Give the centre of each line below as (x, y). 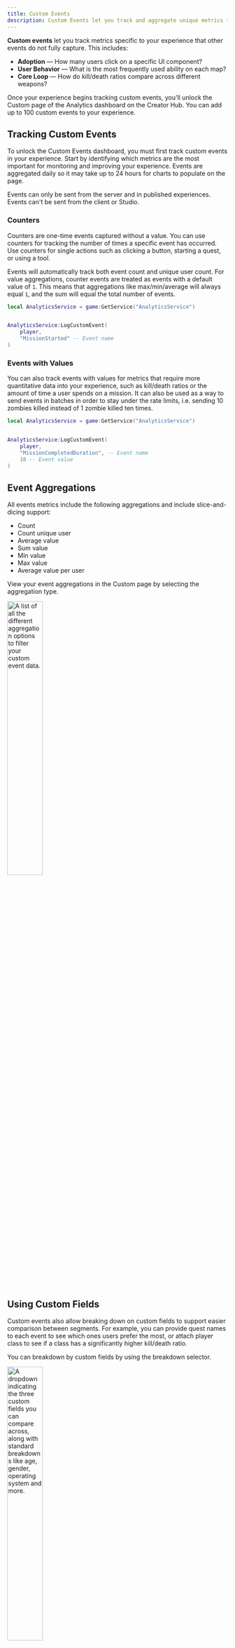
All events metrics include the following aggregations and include (101, 505)
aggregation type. (33, 592)
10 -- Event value (47, 459)
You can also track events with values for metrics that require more (104, 378)
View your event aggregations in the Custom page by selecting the (103, 584)
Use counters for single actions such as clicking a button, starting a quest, (114, 251)
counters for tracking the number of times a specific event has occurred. (112, 243)
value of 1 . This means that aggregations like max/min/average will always (114, 286)
